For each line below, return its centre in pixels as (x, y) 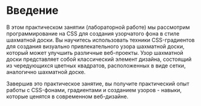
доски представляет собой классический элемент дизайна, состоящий (99, 59)
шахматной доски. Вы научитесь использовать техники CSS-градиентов (100, 40)
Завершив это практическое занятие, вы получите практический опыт (98, 83)
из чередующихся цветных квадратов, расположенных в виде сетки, (96, 65)
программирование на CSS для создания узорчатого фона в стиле (93, 33)
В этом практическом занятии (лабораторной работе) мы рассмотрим (98, 27)
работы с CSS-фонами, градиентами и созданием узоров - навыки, (94, 90)
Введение (32, 11)
